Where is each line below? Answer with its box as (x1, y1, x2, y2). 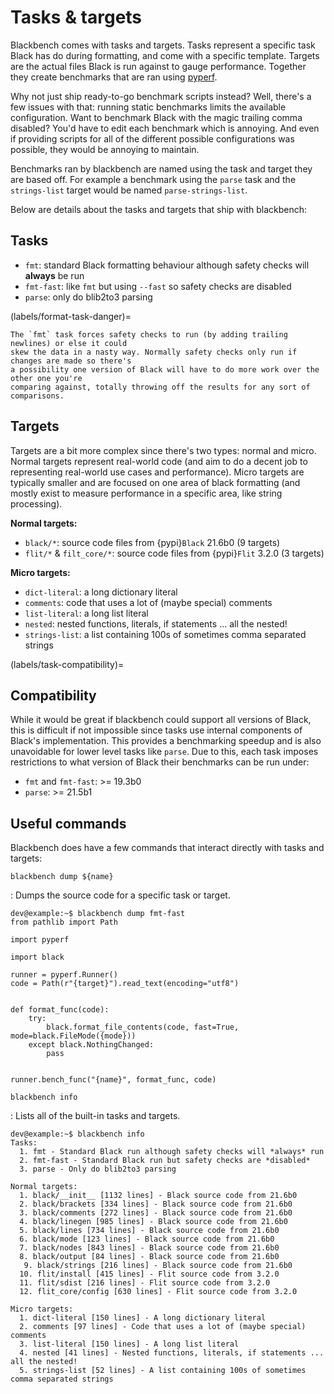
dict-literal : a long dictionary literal (24, 586, 178, 598)
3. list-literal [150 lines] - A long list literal (19, 1339, 240, 1350)
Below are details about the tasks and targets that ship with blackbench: (10, 203, 308, 215)
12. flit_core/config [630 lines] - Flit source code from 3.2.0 (19, 1287, 298, 1297)
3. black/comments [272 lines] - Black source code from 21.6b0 (19, 1208, 293, 1218)
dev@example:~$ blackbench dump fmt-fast (10, 909, 186, 919)
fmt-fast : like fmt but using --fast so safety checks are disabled (24, 280, 292, 292)
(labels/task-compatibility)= (10, 658, 125, 670)
